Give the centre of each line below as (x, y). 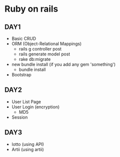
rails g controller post (40, 49)
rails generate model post (44, 54)
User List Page (26, 102)
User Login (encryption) (35, 107)
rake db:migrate (35, 59)
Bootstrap (21, 75)
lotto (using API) (28, 144)
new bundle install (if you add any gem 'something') (64, 64)
